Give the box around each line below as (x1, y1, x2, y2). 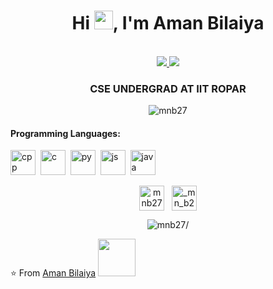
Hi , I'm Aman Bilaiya (71, 12, 265, 35)
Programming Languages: (10, 127, 121, 139)
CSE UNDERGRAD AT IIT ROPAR (89, 81, 247, 95)
